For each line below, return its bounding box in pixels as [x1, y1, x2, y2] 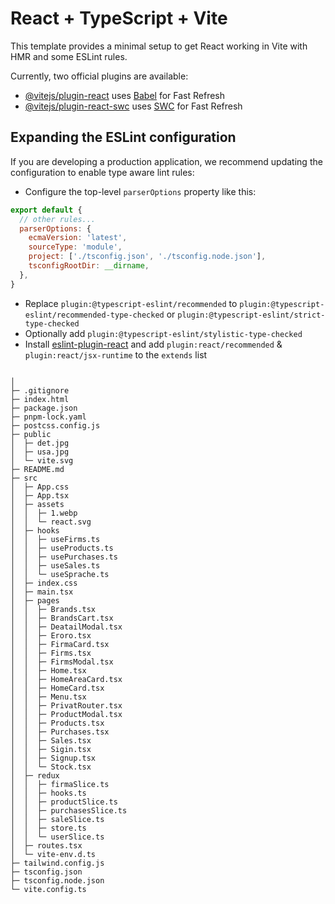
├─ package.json [10, 403, 78, 413]
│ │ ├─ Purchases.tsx [10, 727, 110, 737]
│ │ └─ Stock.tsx [10, 762, 92, 772]
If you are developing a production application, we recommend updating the [10, 155, 323, 167]
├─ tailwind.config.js [10, 858, 105, 868]
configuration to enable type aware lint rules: [10, 166, 195, 178]
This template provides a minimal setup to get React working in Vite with [10, 40, 308, 52]
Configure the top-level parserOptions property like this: [24, 185, 257, 197]
